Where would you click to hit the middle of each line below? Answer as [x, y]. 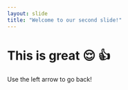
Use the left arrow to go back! [49, 80]
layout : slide [28, 13]
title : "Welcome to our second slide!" [65, 20]
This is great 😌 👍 [59, 55]
